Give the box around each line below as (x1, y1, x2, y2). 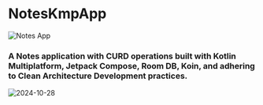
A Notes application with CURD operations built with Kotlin (8, 51, 236, 62)
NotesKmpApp (8, 5, 107, 23)
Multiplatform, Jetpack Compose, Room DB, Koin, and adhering (8, 60, 256, 71)
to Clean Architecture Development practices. (8, 70, 188, 81)
